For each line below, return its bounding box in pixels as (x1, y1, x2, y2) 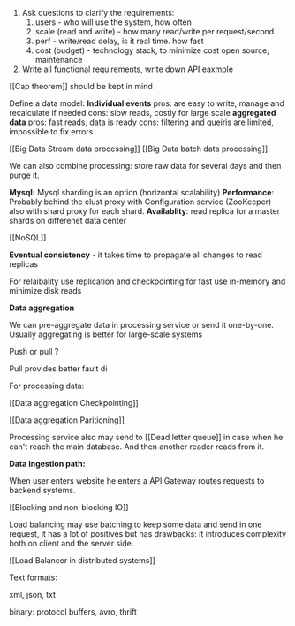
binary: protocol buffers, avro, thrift (9, 607, 137, 617)
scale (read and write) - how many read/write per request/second (34, 27, 275, 36)
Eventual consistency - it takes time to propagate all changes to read (9, 249, 263, 260)
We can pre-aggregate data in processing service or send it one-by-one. (9, 320, 274, 330)
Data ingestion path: (9, 459, 86, 469)
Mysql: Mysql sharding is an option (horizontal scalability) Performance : (9, 187, 275, 197)
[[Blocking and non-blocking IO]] (9, 502, 129, 512)
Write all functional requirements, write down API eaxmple (21, 64, 234, 74)
